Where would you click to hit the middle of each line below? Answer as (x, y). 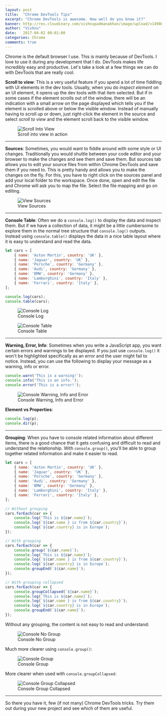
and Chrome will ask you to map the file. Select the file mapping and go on (81, 186)
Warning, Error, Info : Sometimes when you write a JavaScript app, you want (83, 345)
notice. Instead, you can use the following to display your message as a (78, 361)
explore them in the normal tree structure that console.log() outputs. (76, 231)
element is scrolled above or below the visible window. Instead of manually (82, 108)
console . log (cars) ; (25, 297)
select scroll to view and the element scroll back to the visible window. (77, 119)
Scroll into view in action (43, 134)
